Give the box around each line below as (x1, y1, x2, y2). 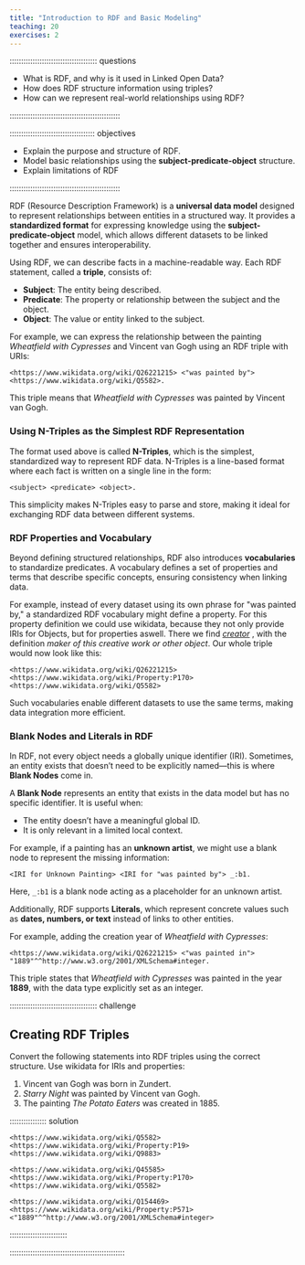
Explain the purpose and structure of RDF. (22, 145, 181, 156)
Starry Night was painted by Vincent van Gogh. (22, 1089, 201, 1100)
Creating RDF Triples (9, 1026, 130, 1042)
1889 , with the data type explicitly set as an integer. (9, 983, 204, 994)
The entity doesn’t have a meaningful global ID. (22, 815, 201, 826)
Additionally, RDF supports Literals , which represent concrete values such (9, 904, 289, 915)
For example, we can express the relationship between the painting (9, 331, 262, 343)
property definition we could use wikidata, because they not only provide (9, 618, 285, 629)
